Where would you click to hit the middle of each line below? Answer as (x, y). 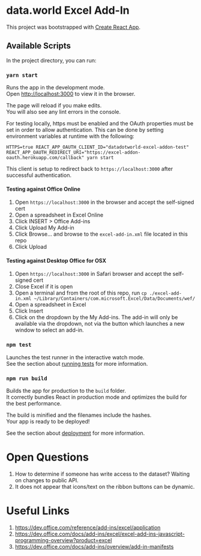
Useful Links (38, 511)
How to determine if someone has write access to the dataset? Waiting (102, 474)
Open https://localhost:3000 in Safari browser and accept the (93, 274)
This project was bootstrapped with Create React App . (73, 27)
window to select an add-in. (49, 330)
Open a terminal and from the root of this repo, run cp (81, 293)
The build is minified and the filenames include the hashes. (79, 415)
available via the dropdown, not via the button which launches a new (100, 324)
